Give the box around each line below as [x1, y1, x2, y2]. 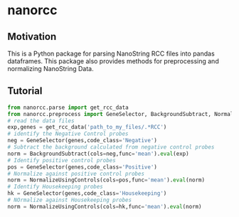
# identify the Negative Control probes [7, 130, 129, 137]
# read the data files [7, 117, 75, 125]
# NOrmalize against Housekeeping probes [7, 196, 132, 204]
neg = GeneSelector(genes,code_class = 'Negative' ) [7, 137, 158, 144]
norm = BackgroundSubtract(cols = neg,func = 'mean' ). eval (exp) [7, 150, 190, 157]
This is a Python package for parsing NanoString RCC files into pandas [7, 49, 215, 58]
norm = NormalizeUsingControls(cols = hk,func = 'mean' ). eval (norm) [7, 203, 202, 210]
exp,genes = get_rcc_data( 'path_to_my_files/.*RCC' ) [7, 124, 167, 131]
